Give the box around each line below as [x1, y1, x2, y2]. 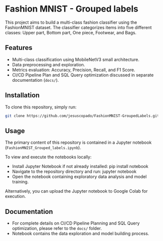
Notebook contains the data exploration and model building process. [12, 231, 149, 237]
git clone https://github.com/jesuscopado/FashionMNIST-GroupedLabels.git [5, 113, 160, 118]
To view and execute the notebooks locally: [5, 154, 92, 160]
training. [12, 179, 29, 185]
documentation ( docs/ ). [12, 77, 59, 83]
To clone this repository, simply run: [5, 104, 77, 110]
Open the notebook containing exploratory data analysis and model [12, 174, 147, 180]
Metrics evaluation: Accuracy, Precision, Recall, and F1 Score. [12, 67, 135, 73]
